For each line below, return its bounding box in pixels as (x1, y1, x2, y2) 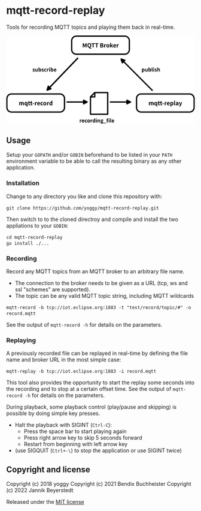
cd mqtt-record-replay (6, 234, 63, 240)
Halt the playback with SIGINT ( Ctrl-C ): (14, 422, 112, 429)
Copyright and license (6, 464, 91, 474)
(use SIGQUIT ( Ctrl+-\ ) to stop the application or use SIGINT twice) (14, 447, 182, 454)
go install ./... (6, 240, 50, 246)
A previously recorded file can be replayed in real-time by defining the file (6, 349, 188, 357)
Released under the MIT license (6, 498, 85, 506)
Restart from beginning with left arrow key (23, 441, 128, 448)
